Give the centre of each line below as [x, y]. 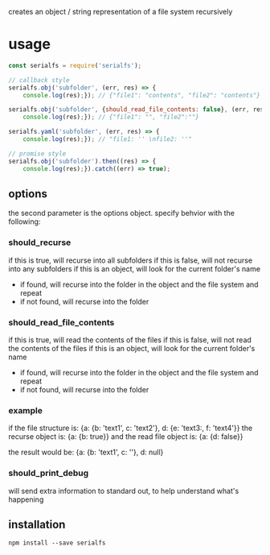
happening [26, 499]
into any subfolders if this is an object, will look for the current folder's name [135, 268]
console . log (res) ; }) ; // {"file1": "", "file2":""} [111, 117]
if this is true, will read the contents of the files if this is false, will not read [130, 340]
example [25, 410]
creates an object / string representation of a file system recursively [121, 12]
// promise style [37, 153]
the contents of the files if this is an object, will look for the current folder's [132, 348]
